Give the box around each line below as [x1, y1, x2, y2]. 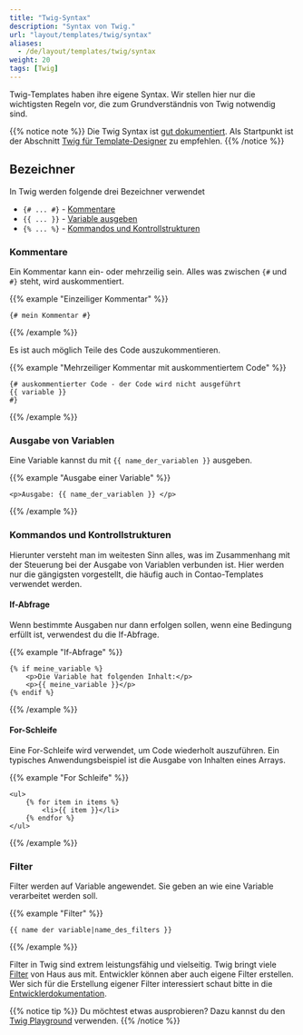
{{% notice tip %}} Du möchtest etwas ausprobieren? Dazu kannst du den [9, 1006, 286, 1017]
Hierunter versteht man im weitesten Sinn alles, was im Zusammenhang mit [9, 549, 290, 560]
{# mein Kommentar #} [9, 311, 92, 320]
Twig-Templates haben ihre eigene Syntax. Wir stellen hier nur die [9, 88, 256, 100]
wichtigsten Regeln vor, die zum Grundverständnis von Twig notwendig [9, 98, 276, 109]
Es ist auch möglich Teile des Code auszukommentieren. [9, 344, 220, 355]
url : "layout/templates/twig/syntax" [9, 30, 152, 39]
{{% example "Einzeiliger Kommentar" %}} [9, 293, 169, 304]
